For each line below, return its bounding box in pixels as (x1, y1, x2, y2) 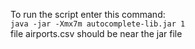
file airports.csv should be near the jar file (10, 28, 183, 39)
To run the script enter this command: (10, 9, 166, 20)
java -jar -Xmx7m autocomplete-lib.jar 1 (10, 19, 186, 29)
